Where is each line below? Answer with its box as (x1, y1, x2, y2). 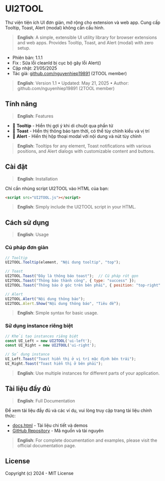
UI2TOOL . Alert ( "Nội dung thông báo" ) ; (5, 296, 85, 301)
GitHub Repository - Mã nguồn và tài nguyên (12, 427, 104, 433)
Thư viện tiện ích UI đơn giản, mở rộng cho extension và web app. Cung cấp (5, 19, 161, 25)
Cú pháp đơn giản (5, 244, 49, 251)
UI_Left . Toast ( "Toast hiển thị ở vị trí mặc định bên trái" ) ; (5, 357, 136, 362)
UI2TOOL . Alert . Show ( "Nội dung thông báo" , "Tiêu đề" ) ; (5, 301, 121, 306)
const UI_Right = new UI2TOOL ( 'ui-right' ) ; (5, 343, 97, 348)
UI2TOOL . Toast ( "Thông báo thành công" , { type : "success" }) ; (5, 278, 136, 284)
